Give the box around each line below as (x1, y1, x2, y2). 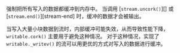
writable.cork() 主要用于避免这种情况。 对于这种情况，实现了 (6, 33, 160, 40)
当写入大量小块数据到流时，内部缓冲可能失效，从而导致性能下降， (6, 26, 169, 32)
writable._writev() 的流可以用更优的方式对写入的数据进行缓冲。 (6, 40, 166, 47)
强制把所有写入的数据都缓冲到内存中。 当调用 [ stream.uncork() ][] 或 (6, 5, 174, 12)
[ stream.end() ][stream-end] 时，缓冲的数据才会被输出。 (6, 13, 145, 20)
